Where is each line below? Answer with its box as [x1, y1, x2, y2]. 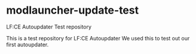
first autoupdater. [6, 41, 49, 48]
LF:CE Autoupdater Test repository [6, 23, 91, 30]
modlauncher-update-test [6, 4, 139, 17]
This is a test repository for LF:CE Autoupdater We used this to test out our [6, 34, 190, 42]
